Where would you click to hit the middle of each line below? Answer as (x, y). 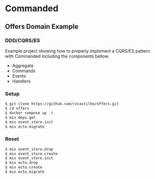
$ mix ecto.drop (21, 163)
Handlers (21, 81)
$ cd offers (17, 109)
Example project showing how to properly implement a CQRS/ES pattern (77, 51)
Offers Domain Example (42, 27)
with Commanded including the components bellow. (57, 56)
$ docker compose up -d (29, 113)
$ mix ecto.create (24, 167)
